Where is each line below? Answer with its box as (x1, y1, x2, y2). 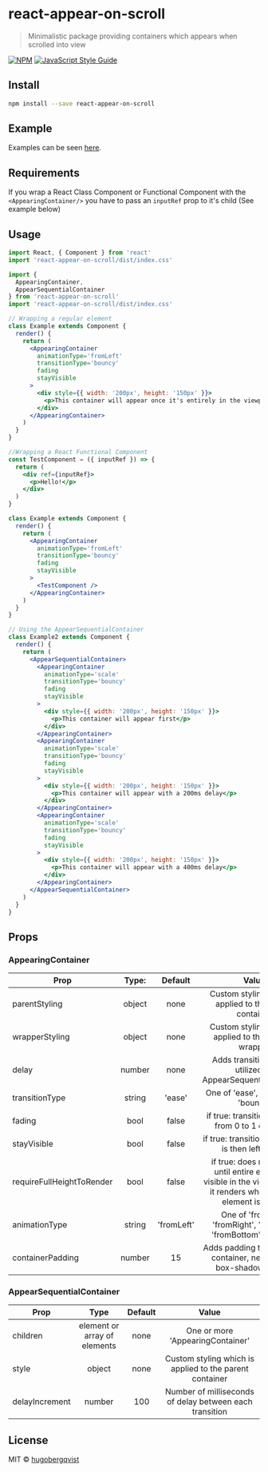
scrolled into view (27, 39, 86, 49)
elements (81, 1340, 117, 1351)
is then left (221, 1143, 262, 1155)
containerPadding (12, 1252, 80, 1263)
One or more (186, 1325, 234, 1336)
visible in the (203, 1176, 251, 1187)
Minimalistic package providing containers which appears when (27, 31, 238, 41)
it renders (210, 1187, 246, 1198)
